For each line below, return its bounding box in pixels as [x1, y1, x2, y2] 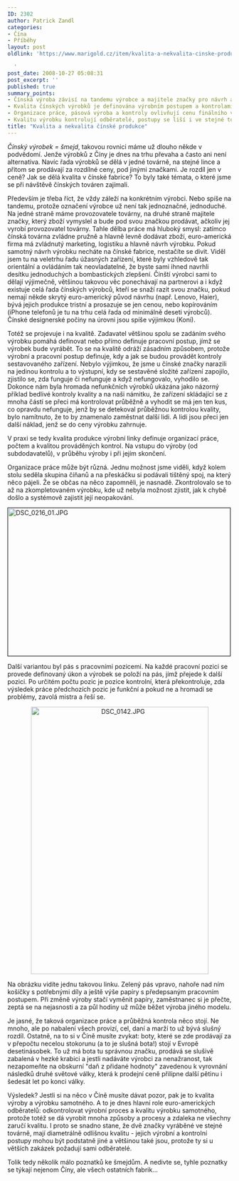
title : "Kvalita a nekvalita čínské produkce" [7, 123, 148, 130]
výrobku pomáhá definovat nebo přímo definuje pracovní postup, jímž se [7, 337, 221, 345]
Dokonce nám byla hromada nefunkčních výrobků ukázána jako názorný [7, 382, 219, 391]
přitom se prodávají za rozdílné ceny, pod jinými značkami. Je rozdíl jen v [7, 165, 222, 173]
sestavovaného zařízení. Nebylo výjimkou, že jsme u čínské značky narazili [7, 359, 227, 368]
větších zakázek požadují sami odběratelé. [7, 1144, 132, 1152]
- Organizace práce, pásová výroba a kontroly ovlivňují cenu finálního [7, 110, 228, 117]
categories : [7, 24, 43, 31]
